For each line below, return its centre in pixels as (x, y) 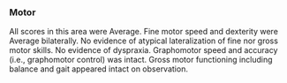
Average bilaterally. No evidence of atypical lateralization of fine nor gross (143, 41)
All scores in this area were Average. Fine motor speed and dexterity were (143, 32)
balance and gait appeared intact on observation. (98, 69)
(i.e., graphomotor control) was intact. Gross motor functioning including (141, 60)
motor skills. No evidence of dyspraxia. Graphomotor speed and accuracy (143, 50)
